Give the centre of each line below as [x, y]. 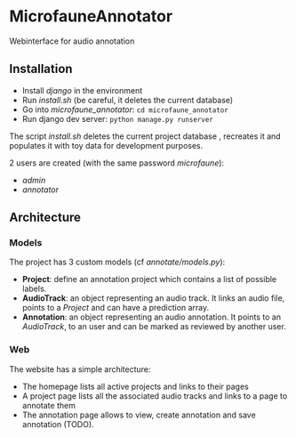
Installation [41, 69]
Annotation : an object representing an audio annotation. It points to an [152, 317]
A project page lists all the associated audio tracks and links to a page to [155, 396]
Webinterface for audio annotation [72, 41]
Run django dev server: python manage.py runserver [117, 118]
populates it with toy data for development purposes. [106, 145]
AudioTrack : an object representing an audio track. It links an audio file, [153, 298]
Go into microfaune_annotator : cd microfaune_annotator [125, 109]
